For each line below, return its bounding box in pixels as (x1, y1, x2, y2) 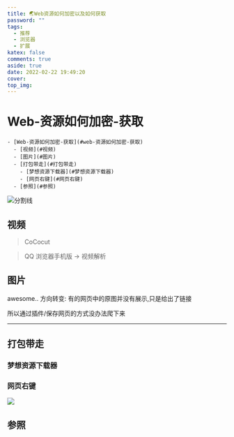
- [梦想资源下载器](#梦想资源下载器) (19, 168, 115, 175)
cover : (7, 75, 26, 82)
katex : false (7, 50, 45, 57)
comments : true (7, 56, 52, 63)
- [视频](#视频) (13, 146, 57, 154)
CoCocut (24, 238, 50, 246)
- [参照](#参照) (13, 183, 57, 191)
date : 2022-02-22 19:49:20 (7, 68, 86, 75)
